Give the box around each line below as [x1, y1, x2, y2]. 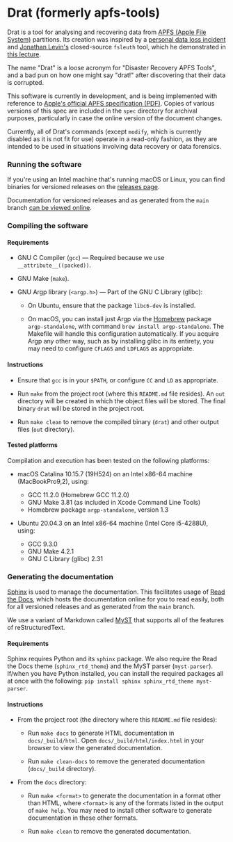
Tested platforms [7, 441, 58, 449]
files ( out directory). [17, 425, 75, 433]
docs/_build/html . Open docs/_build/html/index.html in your [27, 736, 204, 745]
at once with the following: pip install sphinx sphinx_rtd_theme [7, 677, 194, 686]
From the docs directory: [17, 778, 87, 786]
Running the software [7, 159, 82, 169]
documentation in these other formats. [27, 813, 138, 822]
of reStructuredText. [7, 624, 65, 632]
